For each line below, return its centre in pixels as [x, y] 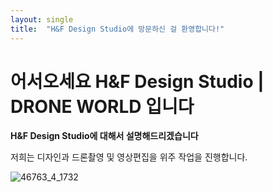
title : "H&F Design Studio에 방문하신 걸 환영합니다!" [117, 29]
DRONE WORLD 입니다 [102, 106]
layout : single [42, 19]
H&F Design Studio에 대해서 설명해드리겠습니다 [104, 136]
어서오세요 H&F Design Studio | [137, 81]
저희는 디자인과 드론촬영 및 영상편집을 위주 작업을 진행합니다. [129, 157]
